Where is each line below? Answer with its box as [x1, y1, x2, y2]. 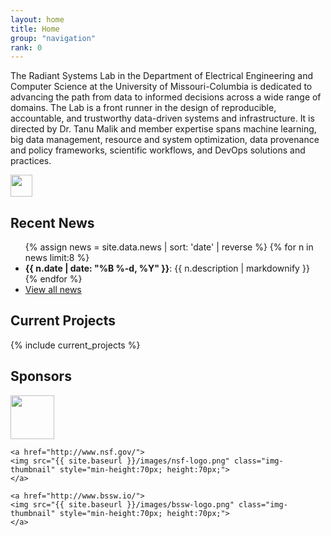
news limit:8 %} [24, 252, 90, 264]
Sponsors [10, 368, 72, 385]
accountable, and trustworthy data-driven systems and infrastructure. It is [10, 112, 315, 125]
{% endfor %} [24, 273, 83, 285]
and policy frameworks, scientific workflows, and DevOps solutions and [10, 144, 306, 156]
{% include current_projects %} [10, 339, 141, 351]
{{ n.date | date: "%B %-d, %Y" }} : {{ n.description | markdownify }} [24, 262, 310, 275]
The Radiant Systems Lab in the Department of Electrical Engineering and [10, 70, 313, 82]
